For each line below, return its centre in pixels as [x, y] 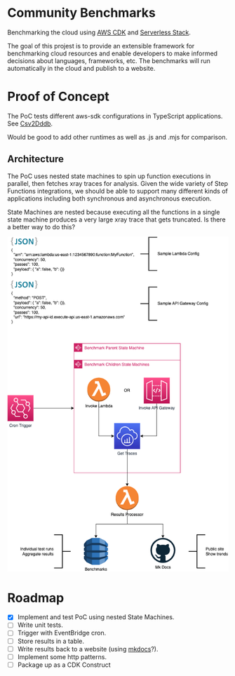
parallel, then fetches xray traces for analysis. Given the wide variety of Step [118, 183]
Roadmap [36, 598]
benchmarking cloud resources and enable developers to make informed [113, 53]
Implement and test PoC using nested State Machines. [96, 617]
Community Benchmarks [81, 13]
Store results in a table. [51, 641]
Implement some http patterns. [62, 656]
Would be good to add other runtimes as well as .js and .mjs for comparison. [117, 137]
